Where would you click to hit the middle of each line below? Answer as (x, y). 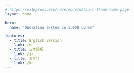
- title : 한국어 (24, 58)
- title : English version (36, 41)
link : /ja (24, 54)
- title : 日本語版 (26, 49)
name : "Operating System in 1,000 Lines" (52, 27)
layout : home (18, 14)
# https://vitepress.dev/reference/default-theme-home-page (67, 9)
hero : (10, 23)
